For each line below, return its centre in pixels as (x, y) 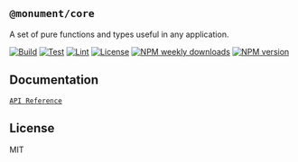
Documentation (54, 80)
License (32, 128)
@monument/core (52, 14)
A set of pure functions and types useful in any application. (119, 34)
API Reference (36, 101)
